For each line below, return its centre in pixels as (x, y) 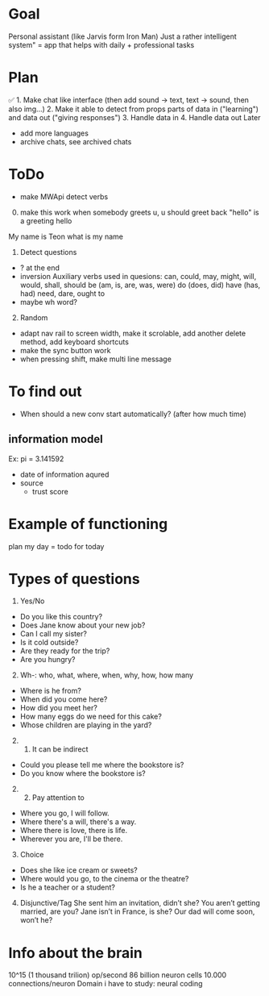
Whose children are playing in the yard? (86, 725)
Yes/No (32, 601)
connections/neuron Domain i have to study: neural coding (106, 984)
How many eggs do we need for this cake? (91, 717)
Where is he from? (51, 691)
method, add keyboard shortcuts (74, 342)
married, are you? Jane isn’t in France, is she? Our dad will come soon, (137, 911)
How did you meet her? (59, 708)
